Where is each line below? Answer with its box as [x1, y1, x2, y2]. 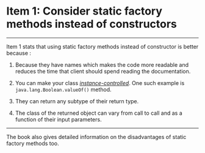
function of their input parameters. [15, 115, 102, 123]
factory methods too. [6, 140, 59, 147]
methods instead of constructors [6, 17, 177, 31]
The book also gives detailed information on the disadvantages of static [6, 133, 187, 140]
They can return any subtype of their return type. [15, 97, 139, 104]
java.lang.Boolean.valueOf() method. [15, 86, 112, 93]
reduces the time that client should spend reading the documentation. [15, 67, 191, 75]
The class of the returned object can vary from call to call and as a [15, 109, 183, 117]
